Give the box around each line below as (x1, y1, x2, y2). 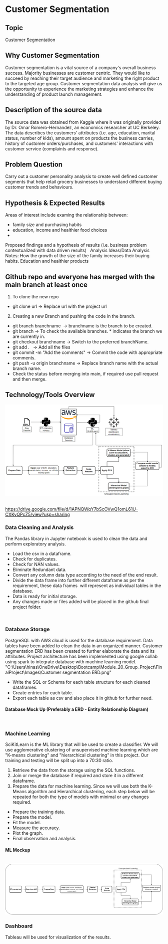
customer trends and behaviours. (5, 184, 74, 190)
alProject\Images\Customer (5, 669, 61, 675)
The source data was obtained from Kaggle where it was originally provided (5, 119, 161, 125)
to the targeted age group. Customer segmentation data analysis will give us (5, 80, 162, 86)
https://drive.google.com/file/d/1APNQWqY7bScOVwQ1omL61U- (5, 506, 138, 512)
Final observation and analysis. (12, 836, 76, 842)
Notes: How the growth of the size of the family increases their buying (5, 253, 150, 259)
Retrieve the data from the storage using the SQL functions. (12, 767, 135, 773)
